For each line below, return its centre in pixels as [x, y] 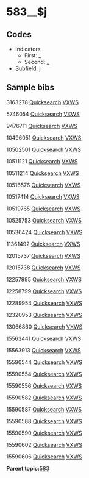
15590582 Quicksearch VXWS [44, 398]
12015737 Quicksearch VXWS [44, 255]
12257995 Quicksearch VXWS [44, 279]
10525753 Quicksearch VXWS [44, 220]
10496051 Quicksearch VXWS [44, 137]
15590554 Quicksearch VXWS [44, 374]
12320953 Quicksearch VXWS [44, 315]
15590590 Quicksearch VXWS [44, 433]
